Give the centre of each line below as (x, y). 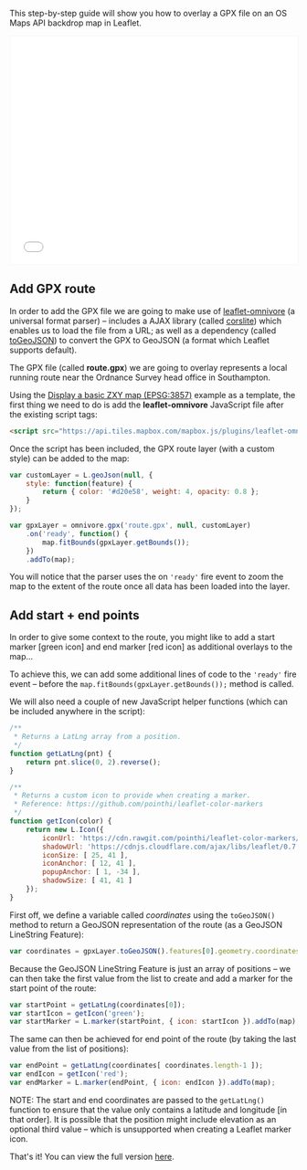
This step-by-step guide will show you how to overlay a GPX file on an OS (148, 13)
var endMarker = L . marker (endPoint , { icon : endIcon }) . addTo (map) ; (143, 1082)
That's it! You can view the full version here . (92, 1156)
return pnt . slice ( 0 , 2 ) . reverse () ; (94, 762)
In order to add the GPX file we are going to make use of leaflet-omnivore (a (152, 311)
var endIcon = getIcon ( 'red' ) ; (69, 1074)
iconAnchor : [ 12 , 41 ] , (90, 864)
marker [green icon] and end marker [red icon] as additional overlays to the (151, 647)
